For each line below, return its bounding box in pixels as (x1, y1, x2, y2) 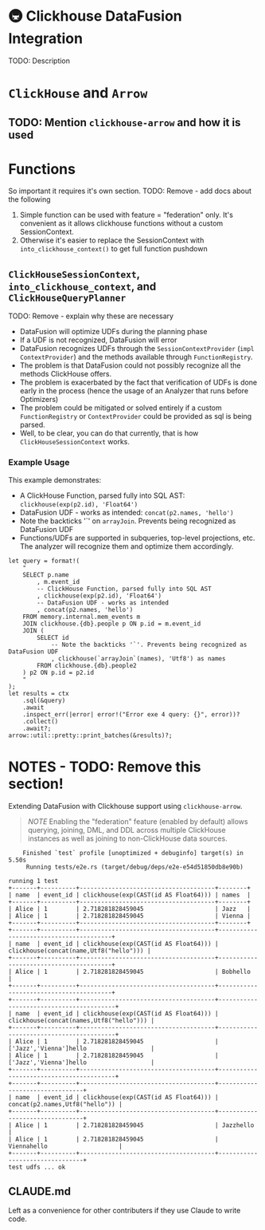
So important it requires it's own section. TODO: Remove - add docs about (8, 186, 252, 196)
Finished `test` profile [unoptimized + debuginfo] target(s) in (22, 849, 244, 857)
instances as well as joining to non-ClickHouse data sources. (27, 834, 228, 843)
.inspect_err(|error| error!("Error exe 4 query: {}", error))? (22, 710, 240, 719)
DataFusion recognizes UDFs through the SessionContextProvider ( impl (19, 344, 255, 353)
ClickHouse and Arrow (8, 84, 148, 102)
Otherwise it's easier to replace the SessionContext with (19, 235, 205, 245)
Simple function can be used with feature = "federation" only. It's (19, 210, 233, 220)
